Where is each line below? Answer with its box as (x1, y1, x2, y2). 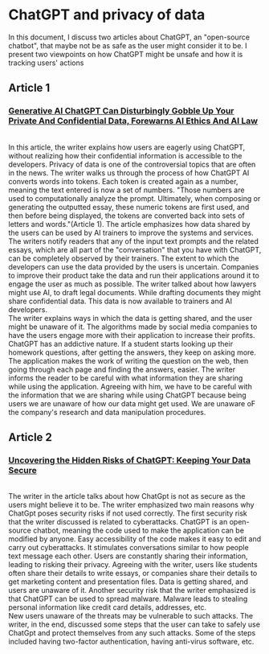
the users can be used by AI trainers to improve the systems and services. (8, 228, 255, 237)
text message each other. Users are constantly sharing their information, (8, 551, 248, 561)
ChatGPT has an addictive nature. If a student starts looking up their (8, 339, 234, 348)
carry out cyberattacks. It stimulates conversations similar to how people (8, 543, 249, 553)
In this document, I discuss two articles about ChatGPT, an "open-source (8, 32, 251, 42)
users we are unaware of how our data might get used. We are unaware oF (8, 398, 256, 408)
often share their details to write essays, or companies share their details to (8, 569, 258, 578)
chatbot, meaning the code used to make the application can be (33, 525, 245, 536)
